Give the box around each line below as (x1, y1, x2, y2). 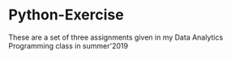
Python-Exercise (8, 6, 124, 24)
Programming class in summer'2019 (8, 40, 128, 50)
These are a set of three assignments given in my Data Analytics (8, 32, 224, 42)
